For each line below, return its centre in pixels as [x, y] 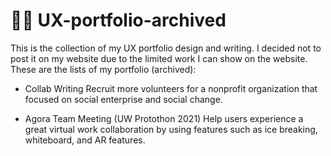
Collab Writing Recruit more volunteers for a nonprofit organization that [171, 88]
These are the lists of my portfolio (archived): [103, 69]
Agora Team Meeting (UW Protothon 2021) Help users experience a [164, 118]
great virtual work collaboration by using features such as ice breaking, [171, 129]
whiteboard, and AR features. [85, 140]
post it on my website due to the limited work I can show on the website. [159, 58]
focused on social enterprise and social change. [123, 99]
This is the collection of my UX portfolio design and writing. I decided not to [166, 48]
